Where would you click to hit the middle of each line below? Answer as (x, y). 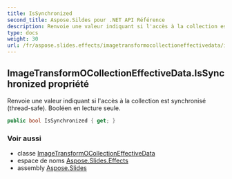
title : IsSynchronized (40, 13)
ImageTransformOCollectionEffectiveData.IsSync (116, 73)
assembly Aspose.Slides (52, 168)
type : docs (23, 33)
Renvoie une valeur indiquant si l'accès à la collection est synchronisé (107, 101)
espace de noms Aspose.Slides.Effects (73, 160)
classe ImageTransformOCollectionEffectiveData (86, 153)
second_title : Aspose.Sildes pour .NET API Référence (86, 20)
